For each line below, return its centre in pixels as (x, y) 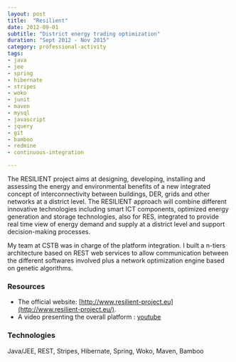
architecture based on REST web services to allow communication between (118, 253)
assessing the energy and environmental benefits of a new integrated (109, 186)
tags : (15, 54)
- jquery (20, 126)
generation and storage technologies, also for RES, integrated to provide (113, 216)
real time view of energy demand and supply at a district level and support (116, 224)
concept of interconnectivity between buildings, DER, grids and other (108, 194)
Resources (26, 286)
